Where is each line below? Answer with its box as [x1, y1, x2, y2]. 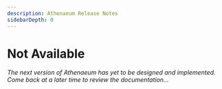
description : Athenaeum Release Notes [7, 10, 118, 17]
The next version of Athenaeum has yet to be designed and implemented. [7, 68, 216, 77]
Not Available [7, 46, 85, 62]
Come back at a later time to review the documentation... [7, 76, 169, 84]
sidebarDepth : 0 [7, 16, 54, 23]
